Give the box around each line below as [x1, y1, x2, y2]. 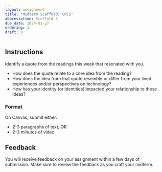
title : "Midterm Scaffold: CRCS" [5, 12, 73, 17]
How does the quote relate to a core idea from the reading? [12, 70, 132, 76]
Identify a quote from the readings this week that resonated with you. [5, 61, 144, 66]
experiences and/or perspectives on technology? [12, 81, 112, 86]
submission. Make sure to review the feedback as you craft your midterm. [5, 161, 154, 167]
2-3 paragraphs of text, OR [12, 124, 67, 130]
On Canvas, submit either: [5, 114, 58, 120]
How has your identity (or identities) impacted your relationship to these [12, 86, 158, 92]
